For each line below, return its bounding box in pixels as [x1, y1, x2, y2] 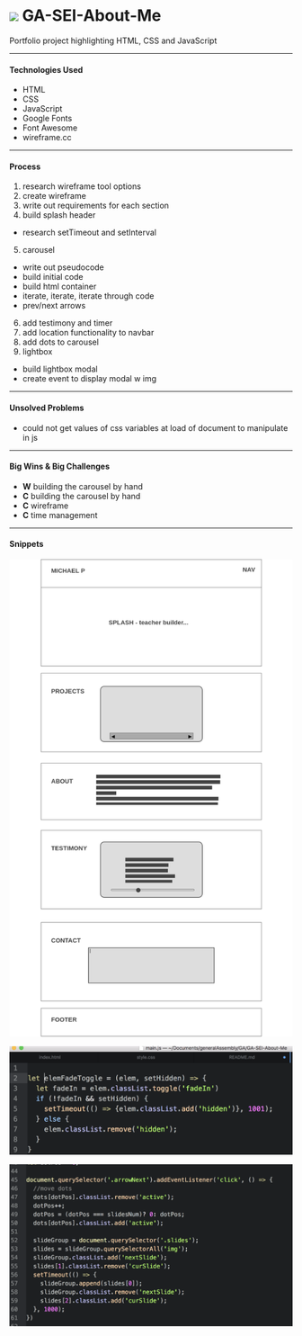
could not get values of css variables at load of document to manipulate [22, 422, 289, 433]
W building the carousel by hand [22, 480, 144, 491]
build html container [22, 281, 97, 292]
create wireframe [22, 191, 87, 202]
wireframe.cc [22, 132, 72, 143]
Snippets [9, 539, 44, 550]
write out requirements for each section [22, 200, 169, 211]
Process [9, 161, 41, 172]
